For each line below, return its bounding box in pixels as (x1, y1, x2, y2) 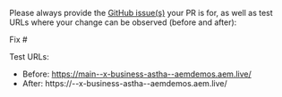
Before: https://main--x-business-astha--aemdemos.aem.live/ (21, 69, 252, 79)
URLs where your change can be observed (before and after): (9, 17, 237, 28)
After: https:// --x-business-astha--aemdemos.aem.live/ (21, 78, 228, 88)
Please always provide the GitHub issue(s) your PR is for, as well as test (9, 8, 273, 18)
